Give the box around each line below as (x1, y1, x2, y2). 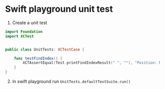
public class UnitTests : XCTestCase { (5, 47, 84, 52)
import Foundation (5, 29, 43, 34)
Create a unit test (12, 20, 48, 26)
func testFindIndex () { (14, 56, 63, 61)
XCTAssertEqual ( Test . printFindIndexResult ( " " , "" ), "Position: (23, 60, 157, 65)
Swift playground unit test (5, 3, 113, 15)
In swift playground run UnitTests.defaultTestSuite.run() (12, 79, 131, 85)
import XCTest (5, 33, 34, 39)
